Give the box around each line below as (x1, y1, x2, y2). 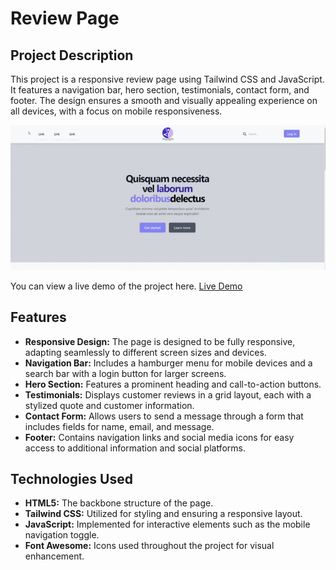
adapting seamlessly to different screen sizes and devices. (24, 346, 267, 358)
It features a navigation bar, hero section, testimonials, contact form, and (10, 84, 310, 96)
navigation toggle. (24, 529, 100, 541)
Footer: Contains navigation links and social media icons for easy (24, 431, 295, 443)
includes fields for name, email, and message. (24, 420, 215, 432)
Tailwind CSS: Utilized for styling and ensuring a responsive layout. (24, 508, 303, 520)
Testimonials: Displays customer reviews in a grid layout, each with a (24, 388, 312, 401)
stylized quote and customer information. (24, 399, 195, 411)
